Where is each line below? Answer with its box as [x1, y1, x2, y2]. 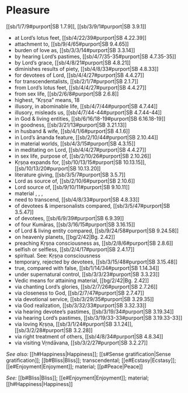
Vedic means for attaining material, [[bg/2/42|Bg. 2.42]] [14, 276, 149, 284]
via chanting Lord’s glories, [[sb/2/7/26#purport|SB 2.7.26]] [14, 283, 158, 290]
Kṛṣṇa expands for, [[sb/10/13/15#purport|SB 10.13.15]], [14, 159, 146, 166]
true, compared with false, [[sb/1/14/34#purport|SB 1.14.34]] [14, 264, 159, 271]
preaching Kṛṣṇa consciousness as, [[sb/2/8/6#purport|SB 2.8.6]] [14, 240, 173, 247]
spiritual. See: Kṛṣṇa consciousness [14, 252, 101, 259]
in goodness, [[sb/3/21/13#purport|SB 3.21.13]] [14, 121, 127, 128]
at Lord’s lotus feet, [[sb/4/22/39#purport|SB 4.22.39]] [14, 34, 147, 41]
